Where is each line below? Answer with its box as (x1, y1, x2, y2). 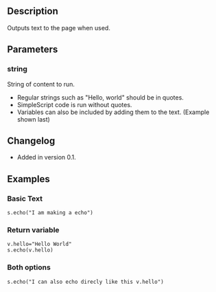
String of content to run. (7, 80, 75, 88)
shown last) (16, 115, 50, 123)
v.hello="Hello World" (7, 240, 72, 248)
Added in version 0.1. (16, 153, 77, 161)
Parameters (7, 44, 58, 56)
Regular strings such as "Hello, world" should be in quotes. (16, 93, 184, 102)
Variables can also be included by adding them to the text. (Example (16, 108, 210, 116)
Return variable (7, 225, 60, 234)
